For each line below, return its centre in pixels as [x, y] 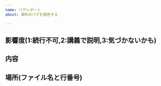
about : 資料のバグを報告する [32, 14]
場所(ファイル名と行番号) [44, 77]
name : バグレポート [23, 10]
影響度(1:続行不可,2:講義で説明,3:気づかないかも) [81, 40]
